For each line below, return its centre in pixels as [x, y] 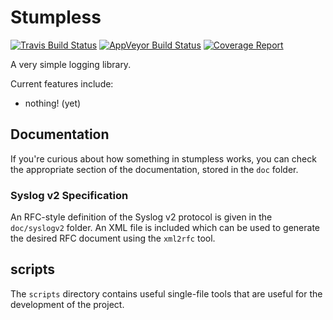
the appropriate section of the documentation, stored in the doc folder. [154, 169]
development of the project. [67, 304]
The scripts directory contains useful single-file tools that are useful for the [166, 293]
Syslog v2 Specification [69, 195]
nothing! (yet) [53, 103]
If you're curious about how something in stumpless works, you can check [163, 158]
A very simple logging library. [71, 64]
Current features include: [62, 83]
